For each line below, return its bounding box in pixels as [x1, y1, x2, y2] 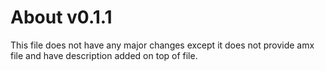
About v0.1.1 [10, 6, 113, 29]
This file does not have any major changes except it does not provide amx [10, 39, 315, 51]
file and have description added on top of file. [10, 49, 198, 61]
